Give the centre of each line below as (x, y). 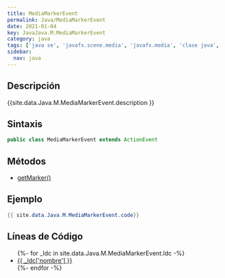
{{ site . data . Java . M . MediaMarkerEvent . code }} (73, 215)
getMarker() (34, 178)
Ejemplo (25, 199)
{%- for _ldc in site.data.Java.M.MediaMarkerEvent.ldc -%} (101, 253)
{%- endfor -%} (39, 268)
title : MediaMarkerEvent (43, 13)
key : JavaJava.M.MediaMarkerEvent (57, 33)
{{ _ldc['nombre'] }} (45, 260)
